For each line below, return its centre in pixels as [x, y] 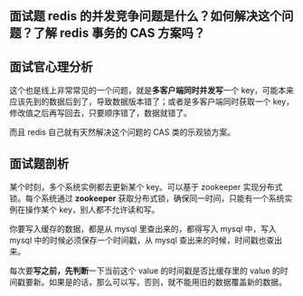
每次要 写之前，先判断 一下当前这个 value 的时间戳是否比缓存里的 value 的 [145, 271]
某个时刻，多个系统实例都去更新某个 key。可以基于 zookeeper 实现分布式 [146, 187]
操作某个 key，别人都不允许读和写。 [92, 210]
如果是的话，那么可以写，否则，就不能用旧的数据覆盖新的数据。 [167, 282]
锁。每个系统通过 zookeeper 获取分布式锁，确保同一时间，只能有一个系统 [147, 198]
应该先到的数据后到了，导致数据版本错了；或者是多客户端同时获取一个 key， [152, 101]
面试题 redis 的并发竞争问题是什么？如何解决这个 [146, 16]
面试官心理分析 [51, 67]
